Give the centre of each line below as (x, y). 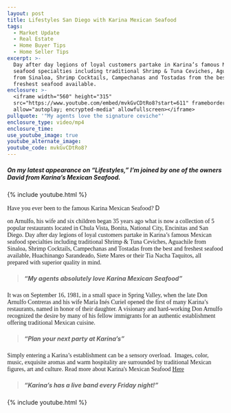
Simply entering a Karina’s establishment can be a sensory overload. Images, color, (108, 355)
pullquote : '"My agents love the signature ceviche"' (86, 116)
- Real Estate (33, 39)
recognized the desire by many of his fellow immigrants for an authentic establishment (111, 316)
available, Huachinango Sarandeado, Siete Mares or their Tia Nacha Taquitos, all (104, 255)
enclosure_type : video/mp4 (46, 122)
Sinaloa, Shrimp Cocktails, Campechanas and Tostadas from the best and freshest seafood (115, 248)
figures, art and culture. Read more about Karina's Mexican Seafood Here (96, 369)
